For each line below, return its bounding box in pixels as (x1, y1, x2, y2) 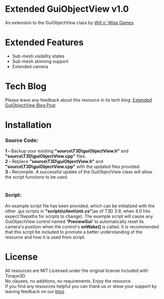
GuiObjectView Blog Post (5, 102, 56, 108)
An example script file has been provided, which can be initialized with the (5, 203, 155, 209)
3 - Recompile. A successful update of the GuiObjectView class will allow (5, 169, 153, 175)
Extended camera (12, 63, 48, 69)
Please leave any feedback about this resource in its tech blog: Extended (5, 97, 152, 103)
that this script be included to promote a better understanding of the (5, 229, 143, 235)
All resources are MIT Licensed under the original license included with (5, 268, 148, 273)
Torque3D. (5, 272, 26, 278)
